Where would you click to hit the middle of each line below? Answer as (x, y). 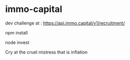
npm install (17, 32)
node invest (17, 42)
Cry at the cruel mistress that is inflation (46, 52)
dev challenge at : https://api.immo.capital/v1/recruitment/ (65, 23)
